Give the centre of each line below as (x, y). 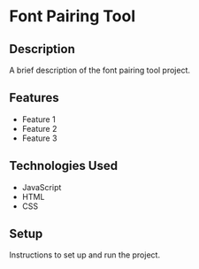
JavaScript (42, 187)
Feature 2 (39, 128)
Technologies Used (63, 166)
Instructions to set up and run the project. (85, 255)
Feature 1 (38, 119)
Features (34, 98)
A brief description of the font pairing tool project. (100, 70)
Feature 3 (39, 138)
